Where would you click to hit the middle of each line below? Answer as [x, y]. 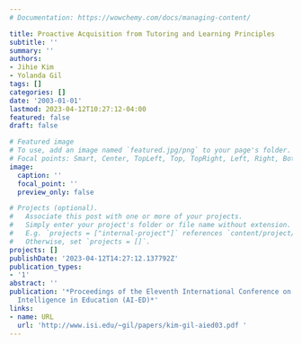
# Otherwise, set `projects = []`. [80, 242]
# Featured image [42, 142]
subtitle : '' [34, 42]
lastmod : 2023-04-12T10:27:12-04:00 [78, 109]
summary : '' [31, 50]
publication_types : [46, 267]
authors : [26, 59]
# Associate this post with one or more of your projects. [126, 216]
